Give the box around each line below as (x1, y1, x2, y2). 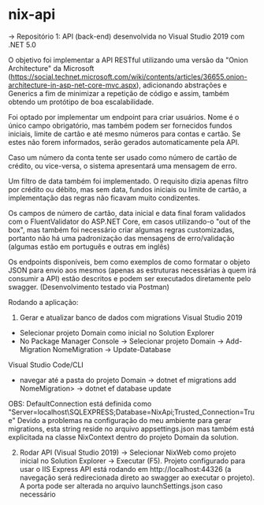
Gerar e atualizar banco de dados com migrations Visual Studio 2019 (19, 313, 243, 322)
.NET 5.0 (8, 39, 37, 49)
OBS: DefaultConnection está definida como (8, 399, 152, 408)
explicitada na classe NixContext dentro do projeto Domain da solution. (8, 432, 239, 442)
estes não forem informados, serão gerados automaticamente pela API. (8, 137, 240, 147)
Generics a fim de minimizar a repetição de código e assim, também (8, 88, 230, 98)
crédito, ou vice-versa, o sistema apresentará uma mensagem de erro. (8, 161, 237, 170)
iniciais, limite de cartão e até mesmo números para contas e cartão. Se (8, 128, 241, 139)
